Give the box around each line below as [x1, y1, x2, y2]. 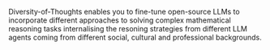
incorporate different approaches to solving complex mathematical [8, 15, 231, 25]
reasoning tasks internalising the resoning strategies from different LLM [8, 24, 247, 33]
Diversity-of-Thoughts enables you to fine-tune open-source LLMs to [8, 7, 241, 16]
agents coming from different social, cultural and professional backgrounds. [8, 32, 262, 42]
